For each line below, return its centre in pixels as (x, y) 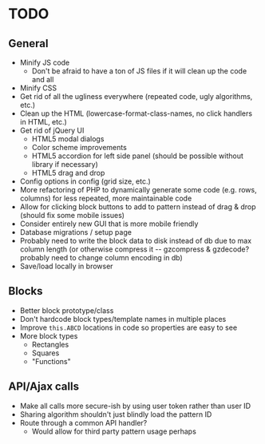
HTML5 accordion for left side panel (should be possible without (137, 156)
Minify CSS (38, 88)
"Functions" (51, 361)
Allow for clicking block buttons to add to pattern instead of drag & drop (138, 207)
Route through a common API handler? (83, 422)
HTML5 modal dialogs (68, 139)
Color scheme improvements (79, 147)
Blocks (26, 291)
